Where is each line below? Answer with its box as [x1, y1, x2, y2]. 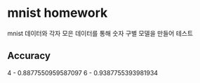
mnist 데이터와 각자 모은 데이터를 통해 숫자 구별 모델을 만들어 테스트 [7, 29, 194, 37]
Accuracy [7, 50, 51, 62]
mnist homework [7, 5, 108, 21]
